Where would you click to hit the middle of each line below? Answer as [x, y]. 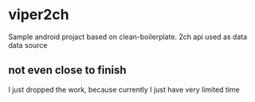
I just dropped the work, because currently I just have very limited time [124, 89]
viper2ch [39, 15]
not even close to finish [67, 71]
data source [28, 45]
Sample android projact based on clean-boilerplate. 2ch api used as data [128, 37]
